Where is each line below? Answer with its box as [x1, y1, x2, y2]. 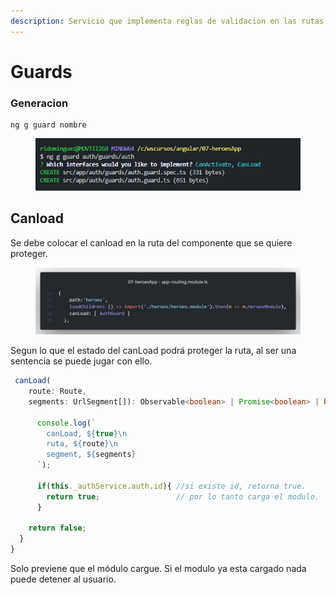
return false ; [28, 523, 87, 534]
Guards [10, 60, 73, 83]
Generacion [10, 96, 69, 110]
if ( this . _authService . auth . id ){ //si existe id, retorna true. [36, 481, 307, 491]
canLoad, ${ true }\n [46, 428, 128, 439]
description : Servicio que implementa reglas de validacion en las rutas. [10, 16, 329, 26]
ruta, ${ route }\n [46, 439, 118, 449]
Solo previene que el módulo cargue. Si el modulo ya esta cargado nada [10, 563, 307, 575]
